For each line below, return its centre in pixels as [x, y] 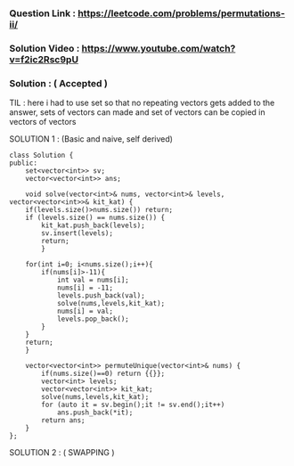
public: [24, 163]
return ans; [64, 421]
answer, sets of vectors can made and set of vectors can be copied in [137, 112]
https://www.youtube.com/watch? [159, 48]
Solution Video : [45, 48]
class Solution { [41, 155]
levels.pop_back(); [93, 319]
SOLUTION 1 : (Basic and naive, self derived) [91, 139]
